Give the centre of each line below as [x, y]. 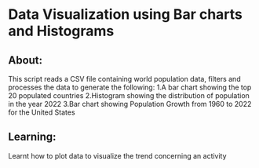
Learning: [32, 137]
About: [26, 60]
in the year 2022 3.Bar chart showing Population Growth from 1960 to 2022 [130, 104]
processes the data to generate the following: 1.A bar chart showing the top [130, 87]
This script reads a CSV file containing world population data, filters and [124, 79]
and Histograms [61, 31]
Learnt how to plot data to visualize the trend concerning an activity [117, 155]
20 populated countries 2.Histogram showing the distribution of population [129, 95]
